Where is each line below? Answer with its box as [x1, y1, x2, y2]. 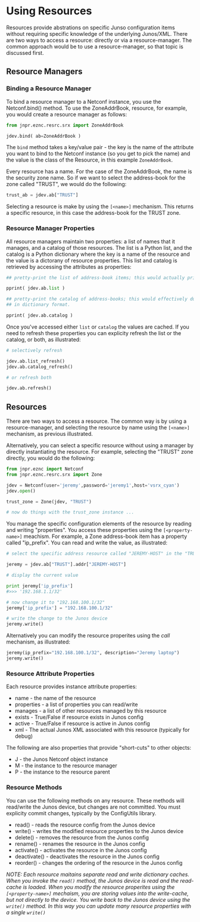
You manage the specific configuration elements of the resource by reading [6, 520, 192, 527]
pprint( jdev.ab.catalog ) [6, 313, 73, 318]
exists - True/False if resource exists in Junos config [14, 714, 144, 721]
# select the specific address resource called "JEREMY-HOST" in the [6, 550, 183, 557]
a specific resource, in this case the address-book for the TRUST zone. [6, 209, 181, 216]
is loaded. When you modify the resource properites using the [23, 883, 175, 890]
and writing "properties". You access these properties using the [6, 527, 162, 534]
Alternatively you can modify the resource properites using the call [6, 632, 170, 639]
